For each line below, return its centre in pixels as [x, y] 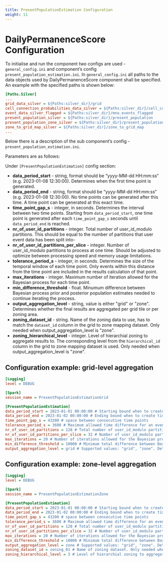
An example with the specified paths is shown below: [60, 85]
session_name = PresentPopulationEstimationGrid [57, 397]
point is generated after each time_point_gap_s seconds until [75, 218]
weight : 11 [16, 15]
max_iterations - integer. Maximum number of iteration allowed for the [85, 277]
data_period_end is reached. [41, 224]
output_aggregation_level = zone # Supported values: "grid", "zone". [80, 545]
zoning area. [25, 315]
